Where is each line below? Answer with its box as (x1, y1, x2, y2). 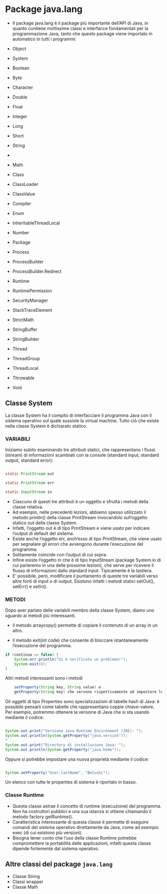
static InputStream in (5, 489, 52, 494)
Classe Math (12, 884, 38, 890)
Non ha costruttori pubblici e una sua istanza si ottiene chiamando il (12, 808, 152, 814)
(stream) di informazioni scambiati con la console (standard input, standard (5, 452, 159, 458)
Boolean (12, 65, 30, 71)
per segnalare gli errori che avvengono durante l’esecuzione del (12, 541, 144, 547)
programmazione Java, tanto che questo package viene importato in (12, 30, 153, 36)
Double (12, 94, 27, 100)
